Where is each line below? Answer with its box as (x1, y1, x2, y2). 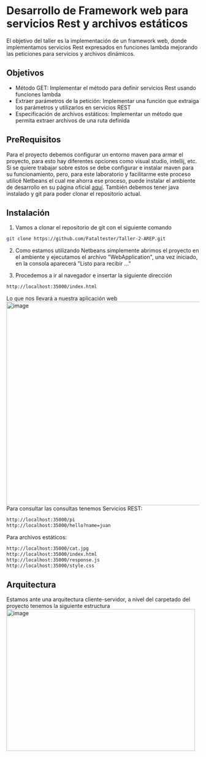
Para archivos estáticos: (6, 533, 67, 540)
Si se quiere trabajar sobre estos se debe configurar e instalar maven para (6, 164, 194, 171)
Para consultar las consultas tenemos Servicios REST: (6, 505, 143, 512)
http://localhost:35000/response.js (6, 556, 100, 563)
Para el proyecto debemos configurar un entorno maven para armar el (6, 151, 184, 158)
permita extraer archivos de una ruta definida (15, 117, 130, 124)
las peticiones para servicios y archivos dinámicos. (6, 50, 135, 57)
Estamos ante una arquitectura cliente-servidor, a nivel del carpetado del (6, 596, 191, 603)
